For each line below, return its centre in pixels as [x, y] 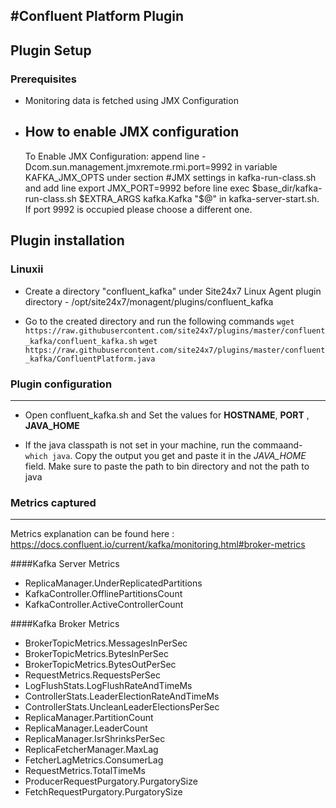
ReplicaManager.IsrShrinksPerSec [95, 739]
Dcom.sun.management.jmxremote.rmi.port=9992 [128, 166]
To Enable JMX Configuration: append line [112, 156]
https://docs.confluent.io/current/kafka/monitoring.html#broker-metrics [158, 545]
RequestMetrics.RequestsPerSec [92, 675]
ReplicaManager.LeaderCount [86, 728]
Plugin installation [67, 240]
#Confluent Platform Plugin [97, 16]
